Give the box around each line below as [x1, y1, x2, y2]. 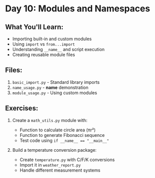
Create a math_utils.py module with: [12, 117, 88, 123]
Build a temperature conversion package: [12, 147, 97, 153]
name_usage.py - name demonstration [12, 84, 89, 90]
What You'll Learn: [5, 23, 63, 31]
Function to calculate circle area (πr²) [19, 127, 96, 133]
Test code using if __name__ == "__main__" [19, 137, 109, 143]
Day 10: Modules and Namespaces [5, 3, 150, 14]
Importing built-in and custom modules [12, 36, 92, 42]
